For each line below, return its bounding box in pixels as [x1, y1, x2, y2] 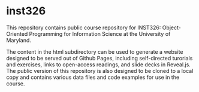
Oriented [6, 30, 28, 37]
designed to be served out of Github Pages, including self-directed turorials [6, 54, 193, 62]
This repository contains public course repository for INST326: [6, 24, 161, 31]
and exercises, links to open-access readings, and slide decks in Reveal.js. [6, 61, 191, 68]
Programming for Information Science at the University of [29, 30, 171, 37]
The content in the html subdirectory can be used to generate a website [6, 48, 183, 55]
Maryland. [6, 36, 32, 44]
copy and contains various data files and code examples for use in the [6, 73, 180, 81]
